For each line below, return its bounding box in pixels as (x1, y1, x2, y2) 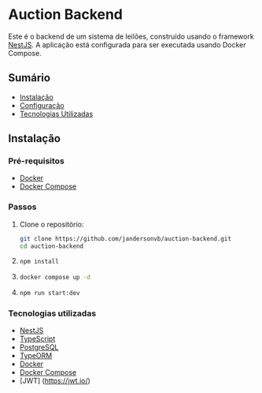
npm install (19, 258, 59, 266)
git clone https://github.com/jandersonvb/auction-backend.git (19, 234, 232, 242)
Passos (8, 201, 37, 212)
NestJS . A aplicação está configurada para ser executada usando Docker (8, 39, 246, 49)
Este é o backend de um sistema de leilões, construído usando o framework (8, 32, 254, 41)
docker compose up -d (19, 274, 90, 282)
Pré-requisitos (8, 155, 65, 167)
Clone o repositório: (19, 219, 84, 229)
